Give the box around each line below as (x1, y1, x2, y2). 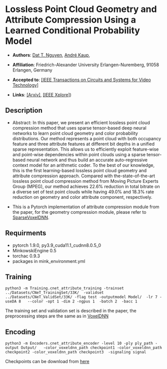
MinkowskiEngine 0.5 (12, 247, 56, 253)
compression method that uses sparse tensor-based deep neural (12, 125, 146, 131)
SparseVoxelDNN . (12, 214, 49, 220)
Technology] (12, 82, 39, 88)
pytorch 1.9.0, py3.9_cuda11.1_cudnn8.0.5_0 (12, 242, 101, 248)
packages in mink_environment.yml (12, 258, 85, 264)
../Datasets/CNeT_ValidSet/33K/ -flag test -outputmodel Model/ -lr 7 (5, 294, 157, 300)
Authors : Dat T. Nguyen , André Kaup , (12, 52, 90, 58)
